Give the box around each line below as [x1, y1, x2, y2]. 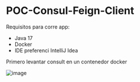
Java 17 [14, 34, 33, 41]
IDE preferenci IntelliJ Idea [14, 47, 78, 54]
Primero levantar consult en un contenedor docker [6, 58, 127, 65]
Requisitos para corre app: [6, 23, 70, 30]
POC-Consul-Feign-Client [6, 4, 135, 17]
